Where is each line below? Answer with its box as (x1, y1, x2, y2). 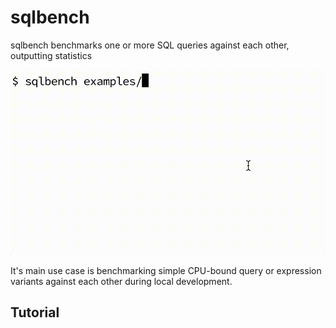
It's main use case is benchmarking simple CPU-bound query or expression (10, 264, 322, 276)
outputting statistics (10, 49, 93, 61)
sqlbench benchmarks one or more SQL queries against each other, (10, 39, 290, 51)
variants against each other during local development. (10, 275, 233, 287)
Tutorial (10, 304, 60, 321)
